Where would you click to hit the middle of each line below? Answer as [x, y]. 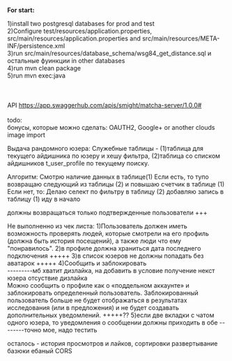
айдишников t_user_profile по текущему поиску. [78, 163]
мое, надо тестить [70, 330]
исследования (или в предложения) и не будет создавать [93, 308]
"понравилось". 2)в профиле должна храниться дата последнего [104, 248]
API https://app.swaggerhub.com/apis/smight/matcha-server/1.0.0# [105, 105]
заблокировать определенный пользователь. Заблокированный [103, 293]
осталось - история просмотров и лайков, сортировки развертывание [113, 344]
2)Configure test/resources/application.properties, [79, 31]
